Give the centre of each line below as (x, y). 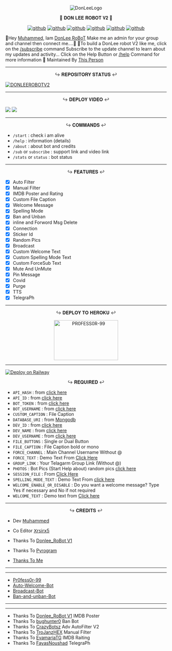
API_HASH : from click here (40, 392)
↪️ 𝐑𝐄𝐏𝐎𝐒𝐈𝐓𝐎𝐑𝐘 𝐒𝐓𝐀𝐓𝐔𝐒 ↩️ (86, 75)
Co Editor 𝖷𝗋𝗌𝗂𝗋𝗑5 (31, 531)
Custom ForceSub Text (37, 263)
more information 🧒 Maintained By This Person (55, 60)
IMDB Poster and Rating (38, 194)
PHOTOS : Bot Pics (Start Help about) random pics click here (74, 469)
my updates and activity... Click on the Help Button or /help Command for (82, 54)
